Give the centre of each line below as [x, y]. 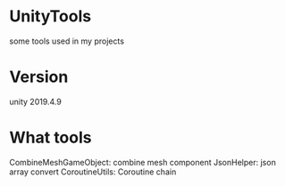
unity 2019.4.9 [36, 101]
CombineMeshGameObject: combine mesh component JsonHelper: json [143, 162]
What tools [50, 137]
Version [39, 77]
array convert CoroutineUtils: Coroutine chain [93, 172]
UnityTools [50, 16]
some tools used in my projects [67, 41]
